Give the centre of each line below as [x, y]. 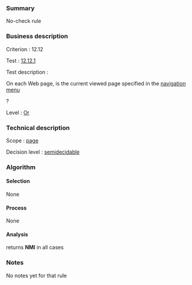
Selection [18, 181]
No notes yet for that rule [37, 276]
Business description [37, 37]
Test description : [27, 72]
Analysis [17, 234]
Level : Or [18, 112]
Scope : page [22, 140]
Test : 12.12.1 [21, 61]
